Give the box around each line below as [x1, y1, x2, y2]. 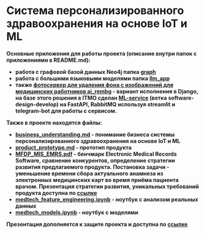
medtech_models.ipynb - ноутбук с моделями [15, 208, 139, 216]
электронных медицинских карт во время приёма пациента [15, 176, 179, 183]
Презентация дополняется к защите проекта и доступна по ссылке [6, 221, 188, 228]
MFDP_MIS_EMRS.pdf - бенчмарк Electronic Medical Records [15, 150, 177, 158]
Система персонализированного [6, 4, 184, 18]
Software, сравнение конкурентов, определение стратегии [15, 156, 176, 164]
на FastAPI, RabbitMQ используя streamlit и [59, 100, 176, 108]
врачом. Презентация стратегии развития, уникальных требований [15, 183, 199, 190]
